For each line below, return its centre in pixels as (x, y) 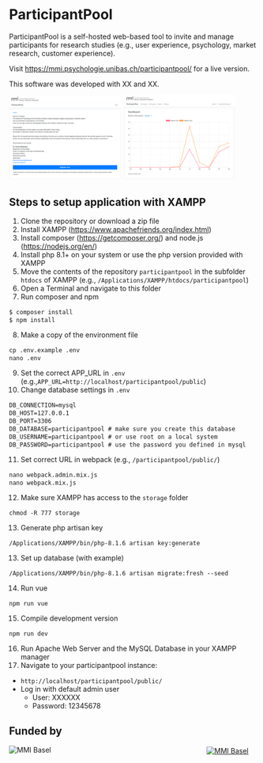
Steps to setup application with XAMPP (107, 202)
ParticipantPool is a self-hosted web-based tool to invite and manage (122, 36)
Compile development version (69, 618)
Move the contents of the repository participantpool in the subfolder (133, 271)
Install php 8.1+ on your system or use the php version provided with (131, 255)
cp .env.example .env (45, 351)
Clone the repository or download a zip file (90, 221)
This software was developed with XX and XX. (85, 84)
